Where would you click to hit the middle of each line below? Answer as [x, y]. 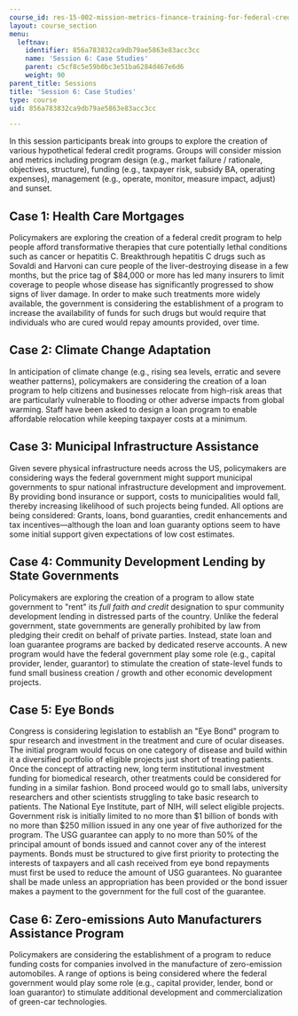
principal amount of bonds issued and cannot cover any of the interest [138, 845]
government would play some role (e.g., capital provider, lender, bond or [141, 983]
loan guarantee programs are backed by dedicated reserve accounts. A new [149, 644]
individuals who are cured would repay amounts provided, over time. [134, 323]
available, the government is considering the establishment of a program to [146, 303]
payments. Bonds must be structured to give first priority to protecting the [144, 854]
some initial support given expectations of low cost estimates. [122, 534]
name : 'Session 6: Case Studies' [87, 59]
